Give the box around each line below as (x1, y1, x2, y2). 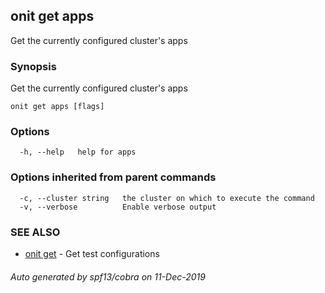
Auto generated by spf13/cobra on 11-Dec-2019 (10, 270, 206, 283)
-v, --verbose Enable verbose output (19, 202, 217, 212)
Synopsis (10, 59, 57, 73)
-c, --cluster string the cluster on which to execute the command (19, 193, 315, 203)
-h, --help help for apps (19, 147, 137, 158)
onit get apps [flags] (10, 102, 105, 112)
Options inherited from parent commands (10, 170, 217, 184)
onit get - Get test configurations (24, 248, 160, 259)
